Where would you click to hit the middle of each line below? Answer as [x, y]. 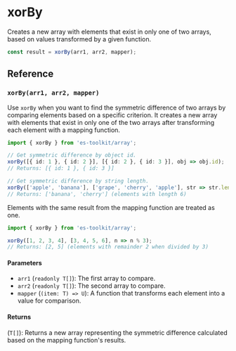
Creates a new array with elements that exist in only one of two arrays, [110, 32]
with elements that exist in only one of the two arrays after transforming [111, 122]
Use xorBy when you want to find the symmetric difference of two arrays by [117, 107]
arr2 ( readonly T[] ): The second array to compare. [91, 286]
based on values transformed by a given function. [79, 39]
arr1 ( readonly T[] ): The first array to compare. [86, 279]
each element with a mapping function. [64, 130]
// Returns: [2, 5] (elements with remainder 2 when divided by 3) [108, 247]
